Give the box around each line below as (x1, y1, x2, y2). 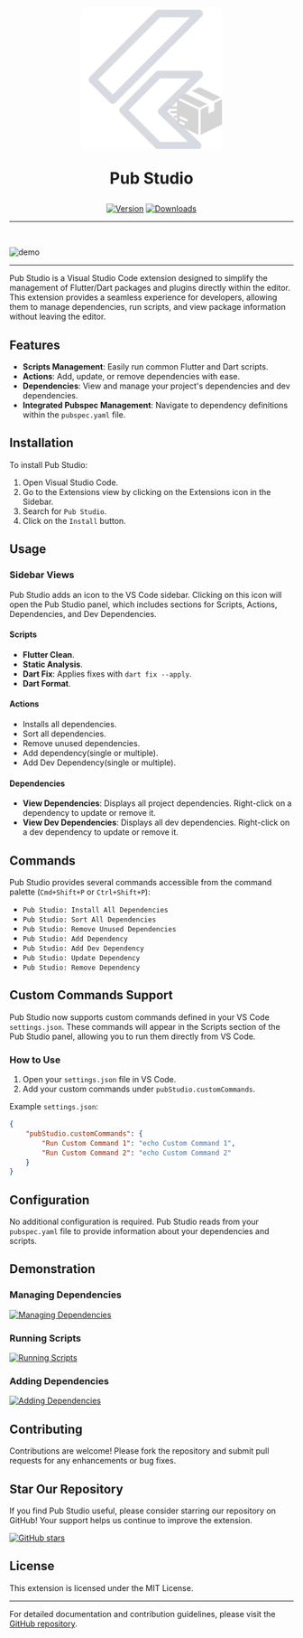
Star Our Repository (9, 1481, 124, 1497)
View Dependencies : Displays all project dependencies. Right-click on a (22, 798, 292, 809)
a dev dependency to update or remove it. (22, 827, 179, 838)
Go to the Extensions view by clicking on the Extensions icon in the (22, 486, 271, 497)
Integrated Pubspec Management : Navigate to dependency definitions (22, 400, 289, 410)
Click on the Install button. (22, 515, 126, 526)
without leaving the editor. (9, 311, 106, 323)
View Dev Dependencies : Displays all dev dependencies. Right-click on (22, 817, 290, 828)
